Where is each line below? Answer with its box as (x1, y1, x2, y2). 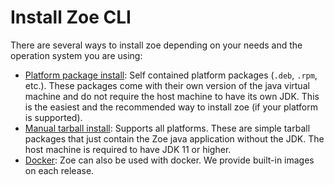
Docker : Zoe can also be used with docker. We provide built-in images (24, 154, 315, 166)
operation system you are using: (10, 49, 143, 61)
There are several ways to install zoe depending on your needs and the (10, 39, 303, 51)
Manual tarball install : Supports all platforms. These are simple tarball (24, 122, 311, 134)
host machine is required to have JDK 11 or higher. (24, 143, 232, 155)
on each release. (24, 164, 95, 176)
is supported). (24, 111, 83, 123)
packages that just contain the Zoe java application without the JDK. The (24, 132, 325, 145)
